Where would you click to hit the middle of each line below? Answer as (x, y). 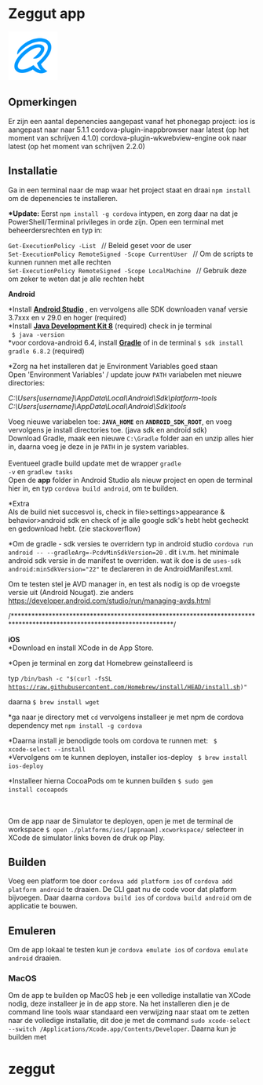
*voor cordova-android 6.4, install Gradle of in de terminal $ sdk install (126, 342)
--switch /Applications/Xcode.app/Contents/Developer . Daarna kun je (122, 1028)
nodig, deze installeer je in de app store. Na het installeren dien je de (119, 1004)
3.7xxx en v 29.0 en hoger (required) (68, 317)
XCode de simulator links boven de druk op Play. (86, 838)
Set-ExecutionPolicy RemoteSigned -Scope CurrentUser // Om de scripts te (131, 254)
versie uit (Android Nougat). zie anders (71, 592)
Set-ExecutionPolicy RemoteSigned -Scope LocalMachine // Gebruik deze (128, 270)
